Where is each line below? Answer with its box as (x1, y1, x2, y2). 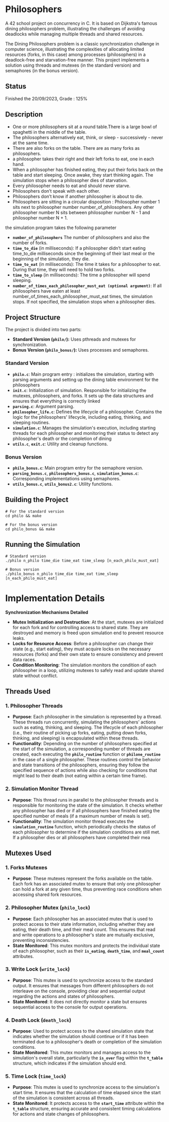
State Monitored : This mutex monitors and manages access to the (12, 1049, 151, 1055)
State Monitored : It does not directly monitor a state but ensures (12, 998, 147, 1004)
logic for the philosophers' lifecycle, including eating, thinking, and (12, 414, 151, 420)
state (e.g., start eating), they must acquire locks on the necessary (12, 646, 151, 652)
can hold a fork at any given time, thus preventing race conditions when (12, 886, 162, 892)
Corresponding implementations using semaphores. (12, 475, 121, 481)
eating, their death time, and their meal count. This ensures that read (12, 926, 155, 932)
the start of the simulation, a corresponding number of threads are (12, 746, 150, 752)
